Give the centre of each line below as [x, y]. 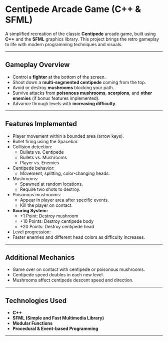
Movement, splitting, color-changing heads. [65, 173]
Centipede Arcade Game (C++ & [73, 9]
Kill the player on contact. [46, 205]
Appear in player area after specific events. [64, 200]
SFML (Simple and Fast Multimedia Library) [58, 318]
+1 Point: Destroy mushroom [49, 216]
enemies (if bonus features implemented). [56, 98]
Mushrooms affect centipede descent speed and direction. [73, 280]
